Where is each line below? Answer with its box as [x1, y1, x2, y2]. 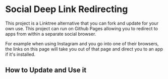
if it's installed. [5, 51, 36, 57]
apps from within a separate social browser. [5, 31, 96, 37]
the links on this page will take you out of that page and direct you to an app [5, 46, 163, 52]
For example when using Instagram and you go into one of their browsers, [5, 40, 159, 46]
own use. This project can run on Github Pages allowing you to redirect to [5, 25, 158, 31]
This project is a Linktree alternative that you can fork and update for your [5, 20, 159, 26]
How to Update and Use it [5, 66, 87, 74]
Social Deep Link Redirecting [5, 4, 128, 15]
